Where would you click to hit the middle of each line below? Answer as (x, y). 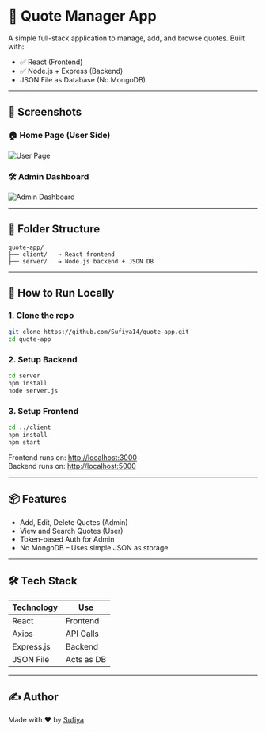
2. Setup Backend (43, 360)
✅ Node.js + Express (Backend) (71, 71)
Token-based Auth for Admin (67, 539)
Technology (35, 607)
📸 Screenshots (45, 112)
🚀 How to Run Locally (61, 293)
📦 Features (38, 499)
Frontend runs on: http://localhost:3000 (72, 458)
